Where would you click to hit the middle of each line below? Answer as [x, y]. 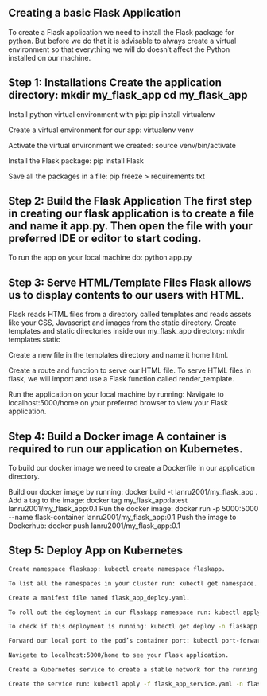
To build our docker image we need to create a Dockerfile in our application [132, 468]
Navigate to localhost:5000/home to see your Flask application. [118, 655]
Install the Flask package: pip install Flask [76, 160]
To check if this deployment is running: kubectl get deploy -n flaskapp [133, 627]
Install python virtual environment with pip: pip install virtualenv [112, 114]
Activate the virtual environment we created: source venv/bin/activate [122, 145]
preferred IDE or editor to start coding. [105, 239]
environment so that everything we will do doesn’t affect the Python [119, 49]
